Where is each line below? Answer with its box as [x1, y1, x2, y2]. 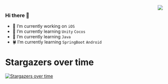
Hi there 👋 [5, 12, 30, 19]
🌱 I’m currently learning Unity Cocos [12, 28, 86, 34]
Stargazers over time [5, 57, 94, 68]
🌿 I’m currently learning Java [12, 34, 71, 40]
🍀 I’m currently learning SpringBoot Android [12, 39, 102, 45]
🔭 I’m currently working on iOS [12, 23, 75, 29]
